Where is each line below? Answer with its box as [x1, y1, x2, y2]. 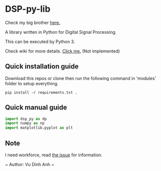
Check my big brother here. [5, 20, 60, 25]
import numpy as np [5, 121, 45, 126]
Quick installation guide [5, 62, 79, 71]
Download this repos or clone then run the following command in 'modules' [5, 75, 156, 81]
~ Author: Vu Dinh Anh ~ [5, 162, 55, 167]
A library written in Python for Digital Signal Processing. [5, 29, 117, 35]
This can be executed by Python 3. [5, 38, 75, 45]
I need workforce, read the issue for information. [5, 152, 102, 158]
